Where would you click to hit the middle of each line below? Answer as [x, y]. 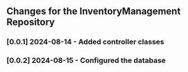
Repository [31, 22]
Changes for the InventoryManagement [94, 11]
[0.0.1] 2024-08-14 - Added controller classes [85, 42]
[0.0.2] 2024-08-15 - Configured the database [86, 60]
